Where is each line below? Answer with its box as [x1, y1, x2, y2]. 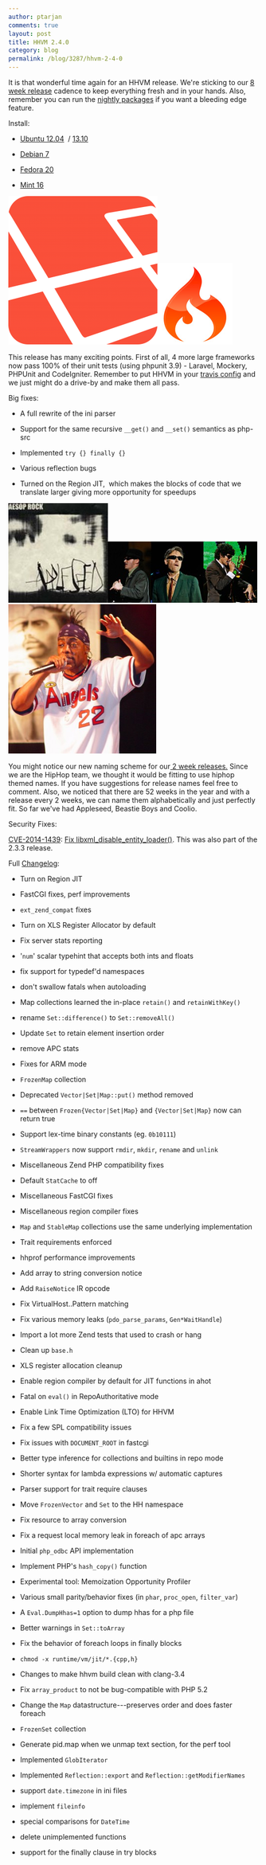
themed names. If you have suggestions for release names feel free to [8, 779, 239, 788]
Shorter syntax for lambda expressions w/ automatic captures [19, 1469, 223, 1478]
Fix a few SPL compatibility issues [19, 1422, 132, 1432]
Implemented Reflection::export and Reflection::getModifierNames [19, 1770, 245, 1780]
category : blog [8, 46, 59, 55]
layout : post [8, 29, 52, 37]
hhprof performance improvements [19, 1253, 135, 1262]
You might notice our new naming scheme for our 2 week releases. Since [8, 761, 248, 771]
